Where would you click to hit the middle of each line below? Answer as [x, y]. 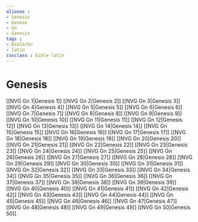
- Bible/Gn [20, 45]
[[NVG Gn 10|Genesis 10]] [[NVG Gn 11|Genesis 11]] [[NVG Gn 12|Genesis [94, 120]
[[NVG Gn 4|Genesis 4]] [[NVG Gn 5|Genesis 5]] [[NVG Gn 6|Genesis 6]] [94, 107]
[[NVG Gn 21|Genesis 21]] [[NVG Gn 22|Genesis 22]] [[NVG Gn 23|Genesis [97, 144]
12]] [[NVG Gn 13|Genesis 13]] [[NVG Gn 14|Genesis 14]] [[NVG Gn [87, 126]
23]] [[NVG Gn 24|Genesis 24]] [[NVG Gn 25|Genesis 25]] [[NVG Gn [89, 151]
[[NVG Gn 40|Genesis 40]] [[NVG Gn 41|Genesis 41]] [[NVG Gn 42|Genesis [97, 188]
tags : [14, 39]
